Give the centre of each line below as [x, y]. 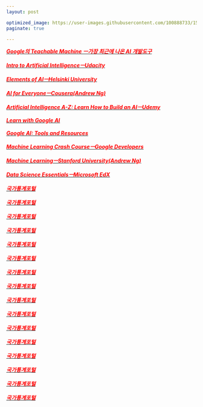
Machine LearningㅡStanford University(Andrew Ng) [74, 161]
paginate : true [25, 28]
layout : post [23, 12]
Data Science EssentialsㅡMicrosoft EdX [58, 175]
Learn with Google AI [33, 121]
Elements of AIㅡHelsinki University [52, 80]
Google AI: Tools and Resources [47, 133]
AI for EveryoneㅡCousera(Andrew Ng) [56, 93]
